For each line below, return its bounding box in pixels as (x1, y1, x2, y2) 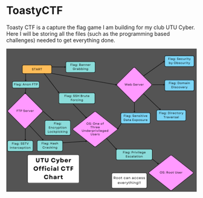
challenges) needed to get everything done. (6, 36, 116, 44)
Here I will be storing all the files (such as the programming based (6, 30, 170, 37)
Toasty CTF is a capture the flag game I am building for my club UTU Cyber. (6, 24, 195, 31)
